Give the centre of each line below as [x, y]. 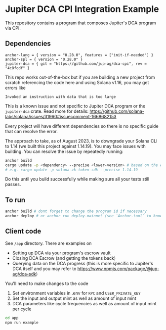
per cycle [22, 309]
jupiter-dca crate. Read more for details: [47, 111]
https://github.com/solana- [117, 111]
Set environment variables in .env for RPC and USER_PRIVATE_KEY [76, 293]
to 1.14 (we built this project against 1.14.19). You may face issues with [75, 146]
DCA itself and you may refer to [44, 269]
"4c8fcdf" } [17, 68]
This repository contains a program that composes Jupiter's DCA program [81, 23]
